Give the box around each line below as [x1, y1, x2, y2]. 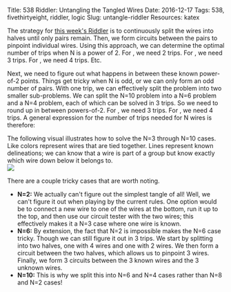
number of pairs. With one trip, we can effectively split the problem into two [7, 84, 222, 92]
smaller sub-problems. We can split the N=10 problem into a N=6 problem [7, 91, 217, 100]
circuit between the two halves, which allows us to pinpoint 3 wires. [17, 249, 210, 257]
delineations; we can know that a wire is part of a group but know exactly [7, 149, 215, 157]
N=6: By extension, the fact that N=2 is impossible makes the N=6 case [17, 227, 222, 235]
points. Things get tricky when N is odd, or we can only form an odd [20, 77, 214, 85]
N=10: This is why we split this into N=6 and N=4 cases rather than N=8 [17, 271, 223, 279]
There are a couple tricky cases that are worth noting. [7, 176, 160, 185]
